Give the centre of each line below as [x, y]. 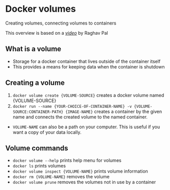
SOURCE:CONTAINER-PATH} [38, 112]
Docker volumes [41, 9]
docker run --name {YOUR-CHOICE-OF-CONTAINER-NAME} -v [72, 106]
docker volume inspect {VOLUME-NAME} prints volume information [80, 171]
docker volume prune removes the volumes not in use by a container [84, 182]
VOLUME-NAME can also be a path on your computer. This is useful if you [86, 127]
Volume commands [37, 148]
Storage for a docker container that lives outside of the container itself [87, 61]
